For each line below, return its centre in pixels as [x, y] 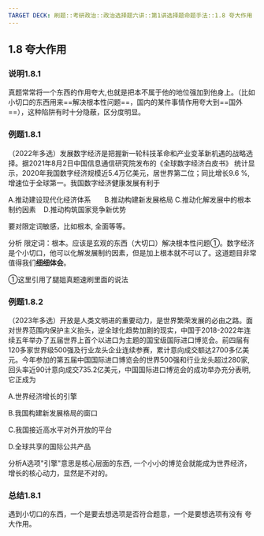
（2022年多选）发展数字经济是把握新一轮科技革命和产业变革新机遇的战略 [127, 153]
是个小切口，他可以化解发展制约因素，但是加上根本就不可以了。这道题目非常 [132, 252]
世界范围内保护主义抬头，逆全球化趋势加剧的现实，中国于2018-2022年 [129, 330]
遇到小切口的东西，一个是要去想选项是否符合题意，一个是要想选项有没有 [125, 514]
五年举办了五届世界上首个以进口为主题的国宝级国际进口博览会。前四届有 [132, 340]
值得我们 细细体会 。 [39, 262]
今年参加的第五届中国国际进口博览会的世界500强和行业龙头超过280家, [136, 359]
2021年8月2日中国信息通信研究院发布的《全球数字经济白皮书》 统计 [138, 163]
